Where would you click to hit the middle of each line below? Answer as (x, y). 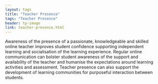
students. (15, 78)
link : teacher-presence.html (35, 28)
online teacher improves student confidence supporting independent (75, 47)
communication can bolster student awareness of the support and (72, 57)
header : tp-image (23, 23)
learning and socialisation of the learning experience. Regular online (74, 52)
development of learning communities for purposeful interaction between (79, 72)
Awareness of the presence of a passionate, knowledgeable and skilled (77, 41)
